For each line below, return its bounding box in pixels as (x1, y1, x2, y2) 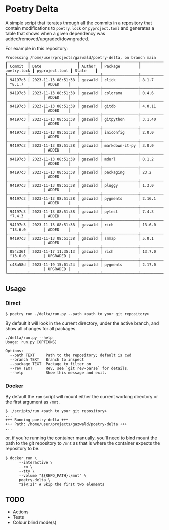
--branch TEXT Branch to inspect (10, 357, 84, 362)
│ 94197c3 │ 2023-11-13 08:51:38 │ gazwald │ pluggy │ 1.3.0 (5, 183, 154, 188)
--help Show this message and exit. (10, 370, 107, 375)
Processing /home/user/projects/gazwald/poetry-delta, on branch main (5, 55, 156, 60)
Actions (12, 509, 29, 515)
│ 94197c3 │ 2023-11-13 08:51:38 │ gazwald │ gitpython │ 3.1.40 (5, 117, 156, 122)
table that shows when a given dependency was (5, 30, 106, 36)
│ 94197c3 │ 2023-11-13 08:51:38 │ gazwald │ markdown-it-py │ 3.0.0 (5, 143, 154, 148)
